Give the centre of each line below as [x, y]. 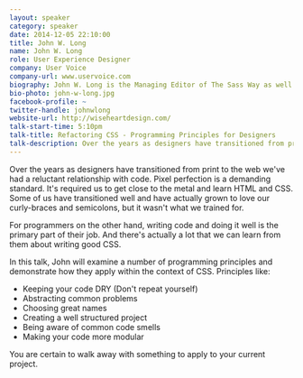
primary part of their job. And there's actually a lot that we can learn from [145, 235]
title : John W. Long [48, 43]
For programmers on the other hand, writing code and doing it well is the [144, 225]
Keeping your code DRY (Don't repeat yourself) [110, 289]
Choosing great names [64, 308]
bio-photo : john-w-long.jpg [62, 93]
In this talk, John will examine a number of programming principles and [141, 262]
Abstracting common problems [80, 298]
